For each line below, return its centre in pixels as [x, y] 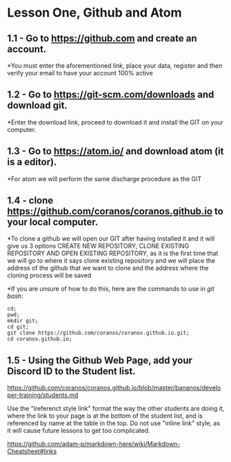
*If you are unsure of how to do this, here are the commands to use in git [111, 289]
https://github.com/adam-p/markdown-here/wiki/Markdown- [94, 444]
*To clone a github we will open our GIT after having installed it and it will [111, 239]
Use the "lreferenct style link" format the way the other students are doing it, [116, 409]
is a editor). [32, 162]
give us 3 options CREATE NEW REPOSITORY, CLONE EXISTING [98, 246]
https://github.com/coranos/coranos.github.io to [115, 211]
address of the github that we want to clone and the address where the [108, 268]
